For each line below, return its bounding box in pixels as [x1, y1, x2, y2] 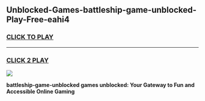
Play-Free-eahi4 [6, 15, 70, 25]
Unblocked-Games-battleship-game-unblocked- [6, 5, 197, 15]
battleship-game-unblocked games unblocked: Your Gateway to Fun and [6, 81, 195, 88]
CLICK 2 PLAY [6, 56, 49, 64]
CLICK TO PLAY [6, 33, 54, 42]
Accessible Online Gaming [6, 88, 75, 95]
